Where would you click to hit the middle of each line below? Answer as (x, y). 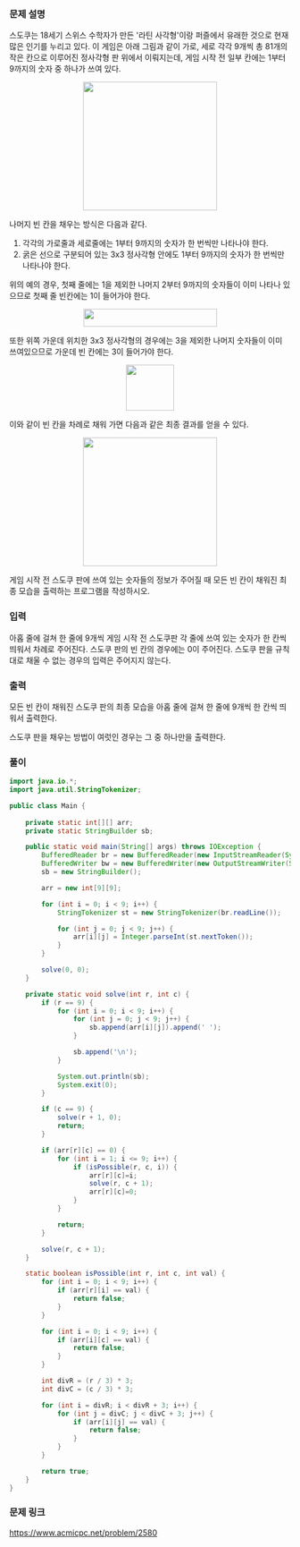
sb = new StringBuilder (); (92, 872)
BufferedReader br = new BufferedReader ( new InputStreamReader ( (163, 855)
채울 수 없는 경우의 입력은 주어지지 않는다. (98, 660)
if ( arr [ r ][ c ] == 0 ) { (83, 1150)
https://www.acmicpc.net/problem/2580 (83, 1533)
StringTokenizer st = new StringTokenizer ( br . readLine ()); (169, 913)
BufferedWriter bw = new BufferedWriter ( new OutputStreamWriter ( (166, 864)
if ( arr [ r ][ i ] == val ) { (103, 1290)
